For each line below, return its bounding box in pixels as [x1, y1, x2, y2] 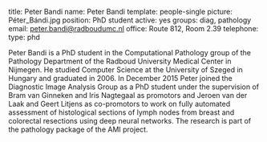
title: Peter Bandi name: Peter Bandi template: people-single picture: [8, 7, 233, 16]
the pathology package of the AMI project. [8, 124, 148, 134]
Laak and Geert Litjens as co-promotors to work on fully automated [8, 99, 231, 108]
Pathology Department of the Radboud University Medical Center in [8, 56, 232, 66]
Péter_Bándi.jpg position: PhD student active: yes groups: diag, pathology [8, 15, 252, 25]
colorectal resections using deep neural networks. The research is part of [8, 116, 251, 125]
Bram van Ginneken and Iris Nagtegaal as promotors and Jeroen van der [8, 91, 248, 99]
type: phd [8, 32, 40, 42]
